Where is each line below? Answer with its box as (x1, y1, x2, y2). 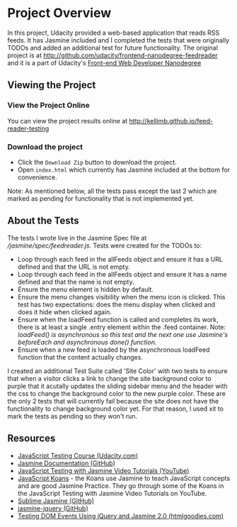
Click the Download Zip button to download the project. (17, 157, 177, 166)
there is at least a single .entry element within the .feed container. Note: (17, 323, 226, 331)
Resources (7, 433, 56, 445)
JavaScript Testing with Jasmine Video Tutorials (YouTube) (17, 466, 190, 475)
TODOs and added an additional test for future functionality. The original (7, 43, 218, 52)
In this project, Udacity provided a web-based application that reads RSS (7, 28, 220, 37)
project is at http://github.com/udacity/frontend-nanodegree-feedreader (7, 51, 218, 60)
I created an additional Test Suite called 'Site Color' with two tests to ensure (7, 367, 228, 375)
